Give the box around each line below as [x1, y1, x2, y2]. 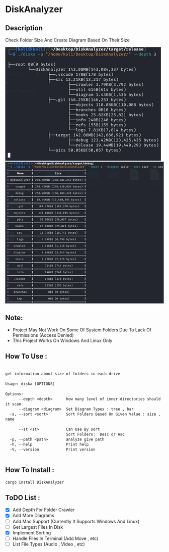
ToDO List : [5, 493, 40, 502]
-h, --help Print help [10, 442, 89, 447]
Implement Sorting [12, 529, 51, 536]
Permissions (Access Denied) [12, 332, 74, 338]
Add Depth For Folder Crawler [12, 507, 75, 513]
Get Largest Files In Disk [12, 524, 63, 530]
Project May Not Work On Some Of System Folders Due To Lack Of [12, 327, 152, 333]
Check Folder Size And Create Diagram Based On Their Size [5, 37, 130, 43]
